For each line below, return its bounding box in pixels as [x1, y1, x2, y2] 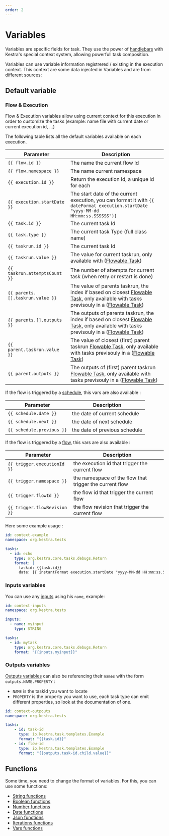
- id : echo [10, 551, 33, 556]
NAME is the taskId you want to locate [12, 688, 88, 694]
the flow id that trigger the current [73, 489, 153, 496]
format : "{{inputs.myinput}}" [14, 650, 78, 655]
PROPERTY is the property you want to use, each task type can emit [12, 693, 149, 700]
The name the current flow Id [70, 160, 139, 167]
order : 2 [5, 7, 24, 13]
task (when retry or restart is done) [70, 273, 153, 280]
